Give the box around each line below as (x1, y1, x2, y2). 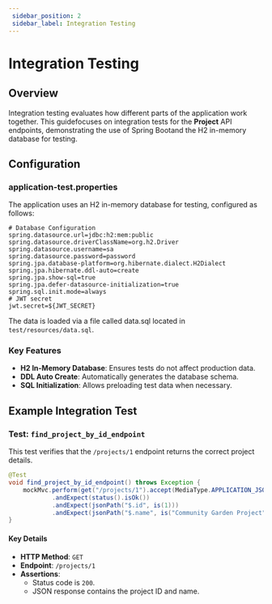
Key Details (8, 534, 48, 543)
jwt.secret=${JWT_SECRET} (8, 302, 96, 310)
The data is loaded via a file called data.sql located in (8, 317, 186, 326)
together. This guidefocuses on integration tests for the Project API (8, 117, 232, 126)
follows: (8, 208, 35, 219)
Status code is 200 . (32, 577, 96, 587)
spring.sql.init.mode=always (8, 288, 107, 296)
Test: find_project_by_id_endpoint (8, 428, 146, 440)
